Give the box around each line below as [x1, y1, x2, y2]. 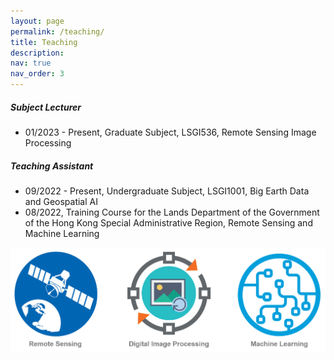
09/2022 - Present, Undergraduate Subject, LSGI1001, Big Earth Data [24, 185, 310, 197]
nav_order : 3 [10, 69, 65, 79]
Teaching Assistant [10, 160, 94, 172]
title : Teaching [10, 37, 78, 47]
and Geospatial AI [24, 195, 98, 207]
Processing [24, 136, 72, 149]
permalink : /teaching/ [10, 26, 105, 37]
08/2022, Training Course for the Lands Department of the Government [24, 206, 320, 218]
